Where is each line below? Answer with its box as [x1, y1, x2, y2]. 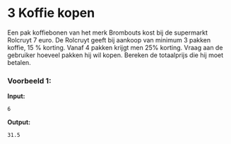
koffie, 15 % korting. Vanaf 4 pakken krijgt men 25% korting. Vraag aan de [7, 43, 223, 52]
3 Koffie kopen [7, 5, 95, 21]
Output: [7, 118, 30, 126]
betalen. [7, 58, 32, 66]
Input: [7, 92, 25, 100]
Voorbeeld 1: [7, 76, 52, 85]
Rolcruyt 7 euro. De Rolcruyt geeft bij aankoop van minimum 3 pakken [7, 35, 211, 44]
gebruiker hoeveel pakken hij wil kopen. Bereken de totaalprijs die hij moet [7, 51, 224, 59]
